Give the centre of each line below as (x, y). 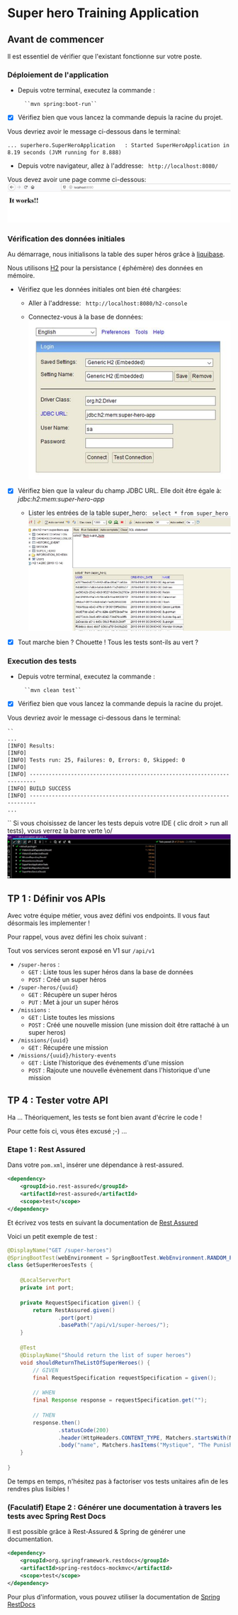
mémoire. (21, 276)
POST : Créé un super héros (67, 980)
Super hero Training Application (103, 13)
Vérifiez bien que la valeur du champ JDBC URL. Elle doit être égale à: (119, 491)
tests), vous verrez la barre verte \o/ (60, 831)
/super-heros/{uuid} (48, 988)
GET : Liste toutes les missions (72, 1018)
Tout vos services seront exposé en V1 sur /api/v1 (81, 951)
